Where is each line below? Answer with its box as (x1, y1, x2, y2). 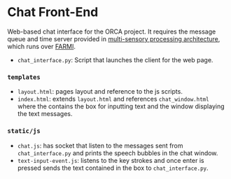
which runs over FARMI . (7, 42, 76, 50)
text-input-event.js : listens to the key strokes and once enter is (17, 156, 204, 164)
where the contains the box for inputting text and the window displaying (17, 102, 225, 110)
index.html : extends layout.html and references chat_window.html (17, 95, 209, 103)
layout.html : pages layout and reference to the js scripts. (17, 87, 183, 96)
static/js (7, 127, 41, 135)
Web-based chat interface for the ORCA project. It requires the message (7, 27, 216, 36)
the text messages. (17, 110, 73, 118)
